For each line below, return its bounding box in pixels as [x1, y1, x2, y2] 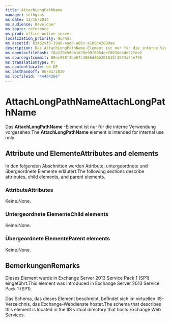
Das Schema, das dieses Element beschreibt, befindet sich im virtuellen [5, 295, 156, 302]
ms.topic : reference [5, 27, 49, 32]
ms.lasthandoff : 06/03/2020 [5, 69, 65, 75]
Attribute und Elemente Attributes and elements [5, 149, 159, 158]
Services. [5, 312, 25, 318]
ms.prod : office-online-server [5, 31, 72, 36]
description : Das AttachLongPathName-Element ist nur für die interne [5, 45, 158, 51]
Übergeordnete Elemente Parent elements [5, 235, 110, 242]
